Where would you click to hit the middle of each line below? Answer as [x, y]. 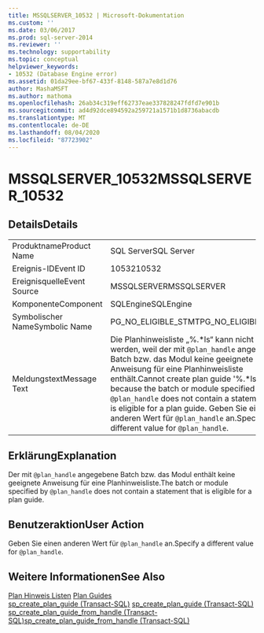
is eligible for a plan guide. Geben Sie [178, 408]
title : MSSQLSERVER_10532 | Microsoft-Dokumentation [96, 15]
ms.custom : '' [31, 23]
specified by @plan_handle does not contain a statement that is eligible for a [130, 491]
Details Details [43, 225]
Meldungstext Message [54, 379]
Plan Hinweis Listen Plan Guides [60, 595]
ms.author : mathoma [40, 96]
